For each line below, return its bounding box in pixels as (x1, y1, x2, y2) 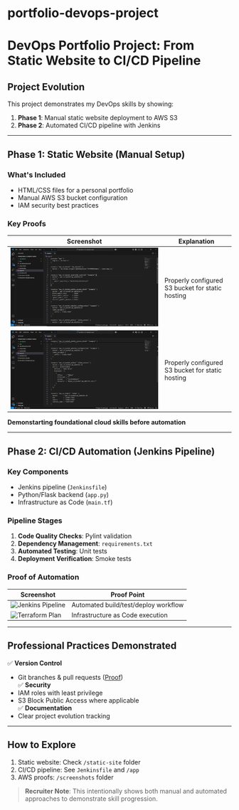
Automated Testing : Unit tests (17, 547, 108, 555)
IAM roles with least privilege (17, 688, 103, 697)
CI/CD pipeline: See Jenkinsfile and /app (17, 765, 140, 774)
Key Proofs (7, 218, 46, 228)
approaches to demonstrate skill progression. (24, 794, 158, 803)
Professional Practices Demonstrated (7, 640, 177, 652)
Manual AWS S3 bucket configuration (17, 193, 128, 202)
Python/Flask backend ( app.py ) (17, 490, 109, 499)
